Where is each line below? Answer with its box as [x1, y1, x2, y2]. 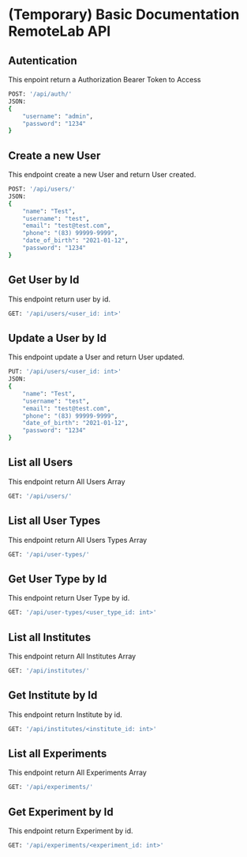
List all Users [8, 456, 73, 469]
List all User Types [8, 514, 101, 528]
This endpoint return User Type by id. [8, 593, 130, 603]
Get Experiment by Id [8, 805, 114, 818]
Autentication [8, 54, 77, 67]
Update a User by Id [8, 331, 107, 345]
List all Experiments [8, 746, 107, 760]
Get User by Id [8, 273, 80, 286]
